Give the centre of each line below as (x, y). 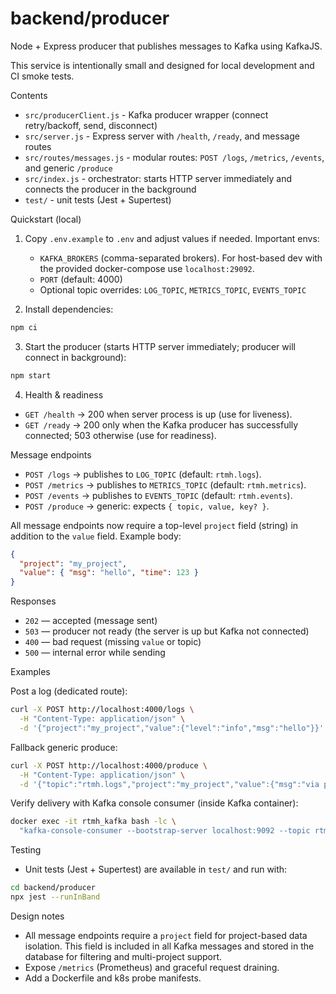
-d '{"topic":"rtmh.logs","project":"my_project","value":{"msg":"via (169, 784)
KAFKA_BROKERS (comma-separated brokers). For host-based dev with (181, 258)
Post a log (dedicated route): (69, 691)
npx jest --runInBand (55, 897)
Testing (26, 850)
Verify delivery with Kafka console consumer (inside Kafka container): (154, 803)
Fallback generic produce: (64, 747)
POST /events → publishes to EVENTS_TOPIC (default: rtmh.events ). (158, 495)
